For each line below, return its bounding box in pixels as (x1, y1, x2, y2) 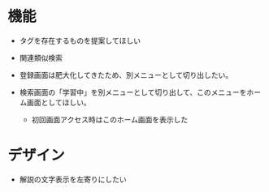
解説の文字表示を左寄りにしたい (19, 174, 127, 184)
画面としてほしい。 (26, 97, 91, 107)
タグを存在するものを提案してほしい (19, 36, 141, 45)
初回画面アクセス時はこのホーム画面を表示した (31, 114, 189, 124)
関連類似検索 (19, 53, 63, 62)
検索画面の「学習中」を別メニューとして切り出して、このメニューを (19, 87, 247, 97)
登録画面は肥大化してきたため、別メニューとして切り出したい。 (19, 70, 233, 79)
